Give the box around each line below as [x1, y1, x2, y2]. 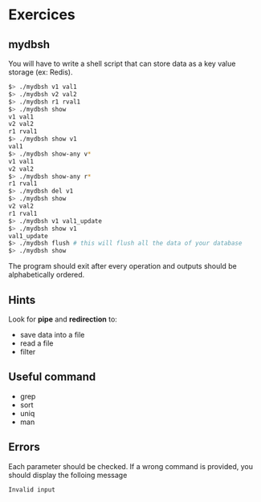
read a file [19, 338, 54, 348]
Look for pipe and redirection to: [8, 314, 118, 324]
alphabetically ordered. [8, 270, 85, 280]
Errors [8, 440, 40, 454]
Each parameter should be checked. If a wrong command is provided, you [8, 461, 254, 471]
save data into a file [19, 330, 85, 339]
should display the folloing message [8, 470, 128, 480]
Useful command [8, 370, 96, 384]
